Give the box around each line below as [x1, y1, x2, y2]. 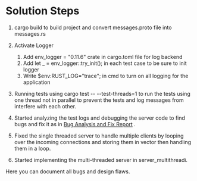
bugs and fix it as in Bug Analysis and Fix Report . [14, 120, 136, 127]
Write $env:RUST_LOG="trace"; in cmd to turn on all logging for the [23, 72, 189, 79]
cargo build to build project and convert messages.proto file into [14, 24, 172, 31]
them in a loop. [14, 145, 51, 152]
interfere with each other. [14, 102, 77, 110]
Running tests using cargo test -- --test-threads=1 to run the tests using [14, 90, 191, 97]
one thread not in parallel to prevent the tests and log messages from [14, 96, 184, 104]
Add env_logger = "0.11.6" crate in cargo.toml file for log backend [23, 53, 183, 60]
